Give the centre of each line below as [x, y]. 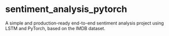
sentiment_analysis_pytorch [66, 9]
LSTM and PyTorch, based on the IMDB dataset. [55, 28]
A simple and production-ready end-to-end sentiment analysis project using [85, 23]
